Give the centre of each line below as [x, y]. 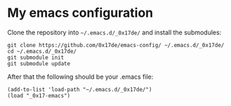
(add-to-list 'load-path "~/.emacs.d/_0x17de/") [80, 89]
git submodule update [39, 64]
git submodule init [36, 58]
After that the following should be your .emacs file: [80, 77]
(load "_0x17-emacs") [39, 95]
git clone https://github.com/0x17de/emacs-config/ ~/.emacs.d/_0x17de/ [116, 45]
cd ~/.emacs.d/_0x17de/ [42, 51]
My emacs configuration [80, 13]
